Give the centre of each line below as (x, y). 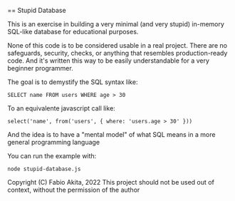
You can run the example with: (52, 156)
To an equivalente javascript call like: (61, 108)
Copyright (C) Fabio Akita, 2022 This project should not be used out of (111, 182)
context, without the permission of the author (74, 190)
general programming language (54, 142)
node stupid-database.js (44, 169)
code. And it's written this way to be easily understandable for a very (109, 61)
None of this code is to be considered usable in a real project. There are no (117, 45)
